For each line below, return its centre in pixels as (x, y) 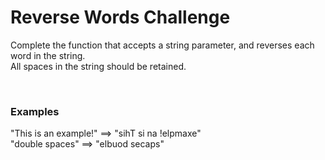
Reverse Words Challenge (120, 17)
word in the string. (48, 55)
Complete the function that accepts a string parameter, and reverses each (162, 45)
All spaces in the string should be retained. (98, 66)
